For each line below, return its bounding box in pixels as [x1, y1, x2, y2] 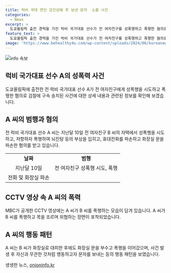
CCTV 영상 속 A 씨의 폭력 [5, 193, 81, 202]
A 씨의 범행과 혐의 [5, 115, 59, 124]
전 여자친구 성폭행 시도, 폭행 [54, 165, 118, 172]
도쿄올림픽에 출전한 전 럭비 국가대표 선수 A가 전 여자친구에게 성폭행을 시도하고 [5, 86, 160, 92]
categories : [5, 12, 31, 17]
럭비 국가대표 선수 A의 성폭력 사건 [5, 72, 105, 80]
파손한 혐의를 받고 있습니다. [5, 142, 60, 148]
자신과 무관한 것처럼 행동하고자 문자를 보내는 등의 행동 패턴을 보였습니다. [16, 251, 160, 257]
